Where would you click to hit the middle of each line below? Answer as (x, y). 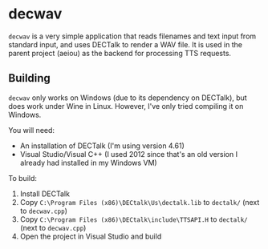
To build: (23, 178)
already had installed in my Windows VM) (89, 163)
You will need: (31, 130)
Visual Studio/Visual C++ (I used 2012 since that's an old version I (129, 154)
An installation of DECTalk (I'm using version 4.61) (102, 146)
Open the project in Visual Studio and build (91, 236)
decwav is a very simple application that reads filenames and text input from (132, 36)
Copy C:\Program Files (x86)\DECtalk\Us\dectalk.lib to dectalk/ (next (140, 202)
